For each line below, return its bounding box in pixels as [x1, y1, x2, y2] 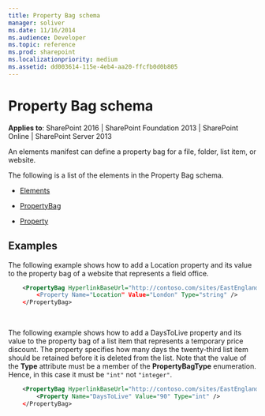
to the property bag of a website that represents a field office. [8, 268, 209, 278]
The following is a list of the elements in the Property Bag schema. [8, 171, 224, 180]
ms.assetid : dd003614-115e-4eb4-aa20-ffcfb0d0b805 [8, 63, 178, 71]
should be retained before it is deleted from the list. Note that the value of [8, 353, 247, 363]
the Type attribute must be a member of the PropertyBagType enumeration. [8, 362, 256, 371]
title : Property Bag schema [8, 11, 101, 20]
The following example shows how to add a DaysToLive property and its [8, 328, 242, 338]
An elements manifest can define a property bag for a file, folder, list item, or [8, 147, 256, 156]
